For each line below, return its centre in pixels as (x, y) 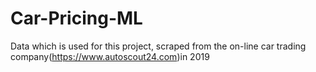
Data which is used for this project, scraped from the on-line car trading (158, 46)
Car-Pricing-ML (76, 18)
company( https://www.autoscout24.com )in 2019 (110, 56)
